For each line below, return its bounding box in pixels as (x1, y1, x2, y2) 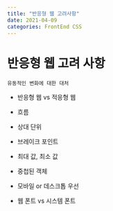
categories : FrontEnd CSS (7, 23, 82, 30)
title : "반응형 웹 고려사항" (7, 10, 80, 17)
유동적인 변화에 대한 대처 (7, 80, 69, 87)
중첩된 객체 (17, 167, 48, 175)
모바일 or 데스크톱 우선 (17, 182, 80, 190)
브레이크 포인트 (17, 137, 59, 146)
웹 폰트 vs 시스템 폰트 (17, 196, 76, 205)
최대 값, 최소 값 (17, 153, 58, 161)
